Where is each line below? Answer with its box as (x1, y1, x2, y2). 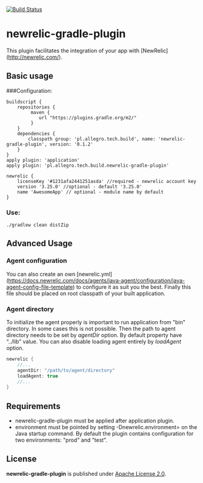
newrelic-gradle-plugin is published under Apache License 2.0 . (6, 470, 167, 477)
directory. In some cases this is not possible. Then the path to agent (6, 325, 176, 333)
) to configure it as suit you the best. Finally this (72, 283, 191, 290)
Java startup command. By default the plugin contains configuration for (15, 430, 194, 438)
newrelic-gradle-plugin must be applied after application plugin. (15, 417, 175, 424)
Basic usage (6, 71, 53, 81)
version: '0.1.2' (49, 141, 94, 147)
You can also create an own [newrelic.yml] (6, 270, 113, 278)
